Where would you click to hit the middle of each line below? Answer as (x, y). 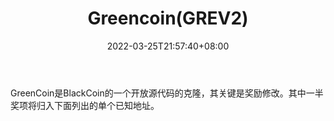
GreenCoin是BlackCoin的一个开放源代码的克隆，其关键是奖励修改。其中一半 (167, 93)
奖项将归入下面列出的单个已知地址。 (85, 105)
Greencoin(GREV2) (168, 18)
